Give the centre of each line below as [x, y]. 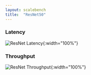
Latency [15, 32]
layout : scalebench [26, 10]
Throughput [20, 56]
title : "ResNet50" [26, 15]
